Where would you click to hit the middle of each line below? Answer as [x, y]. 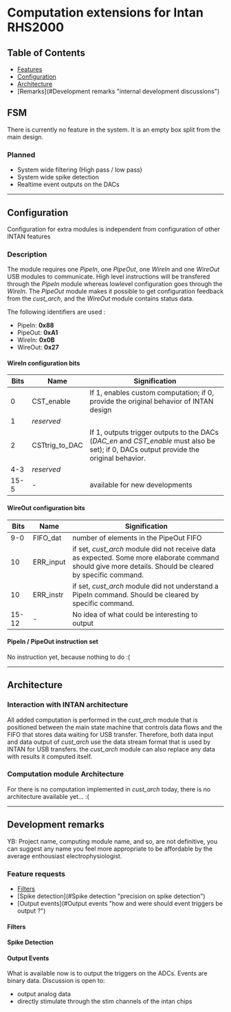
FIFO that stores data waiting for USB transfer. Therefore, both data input [110, 734]
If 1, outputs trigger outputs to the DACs [154, 432]
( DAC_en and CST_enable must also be [152, 441]
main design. [25, 136]
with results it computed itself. [50, 756]
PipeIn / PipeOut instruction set [53, 642]
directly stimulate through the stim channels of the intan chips [104, 1002]
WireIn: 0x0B [36, 340]
